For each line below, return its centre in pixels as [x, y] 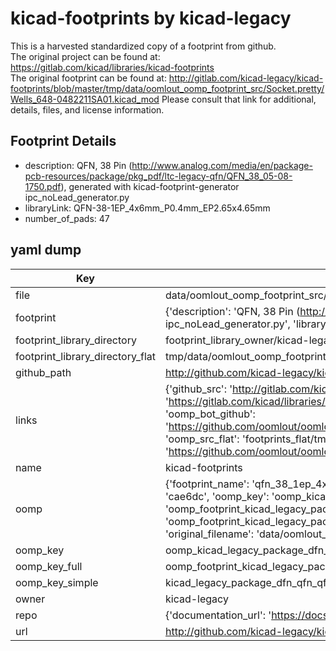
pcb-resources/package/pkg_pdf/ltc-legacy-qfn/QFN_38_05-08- [158, 176]
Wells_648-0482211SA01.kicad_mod [85, 99]
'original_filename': [209, 534]
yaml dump [46, 250]
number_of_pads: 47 [67, 218]
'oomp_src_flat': [202, 439]
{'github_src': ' [198, 389]
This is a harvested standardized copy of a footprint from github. [143, 46]
